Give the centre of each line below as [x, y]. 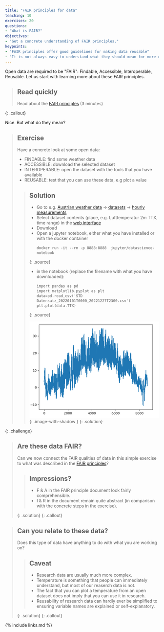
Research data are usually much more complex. [84, 575]
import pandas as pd [57, 286]
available [33, 175]
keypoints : [16, 46]
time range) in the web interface [69, 223]
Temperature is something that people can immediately [92, 580]
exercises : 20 [20, 21]
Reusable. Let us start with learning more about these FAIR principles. [75, 76]
